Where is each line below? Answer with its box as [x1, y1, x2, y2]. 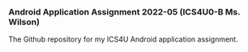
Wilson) [8, 16, 41, 27]
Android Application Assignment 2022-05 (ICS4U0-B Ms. [8, 6, 241, 18]
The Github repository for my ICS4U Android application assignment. [8, 34, 238, 44]
